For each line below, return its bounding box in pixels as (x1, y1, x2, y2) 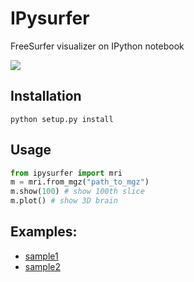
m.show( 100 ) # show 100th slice (10, 187, 145, 197)
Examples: (10, 223, 78, 241)
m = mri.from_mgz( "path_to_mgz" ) (10, 177, 150, 187)
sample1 (24, 250, 59, 262)
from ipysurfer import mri (10, 168, 123, 178)
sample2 (24, 260, 61, 272)
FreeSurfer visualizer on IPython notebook (10, 40, 185, 52)
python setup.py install (10, 114, 114, 124)
